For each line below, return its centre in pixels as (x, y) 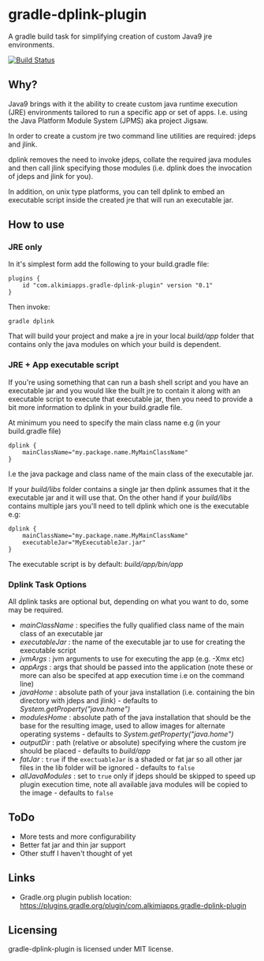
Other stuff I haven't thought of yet (76, 853)
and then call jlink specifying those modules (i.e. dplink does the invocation (130, 168)
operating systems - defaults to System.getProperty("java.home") (126, 734)
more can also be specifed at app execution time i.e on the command (132, 676)
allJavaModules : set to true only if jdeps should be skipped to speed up (138, 776)
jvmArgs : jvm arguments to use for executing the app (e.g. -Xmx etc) (132, 659)
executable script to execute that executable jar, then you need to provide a (131, 399)
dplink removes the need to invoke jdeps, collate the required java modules (130, 159)
